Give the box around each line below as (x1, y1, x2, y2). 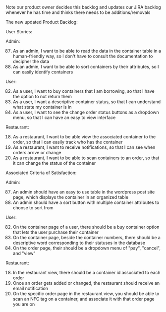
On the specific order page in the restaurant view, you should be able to (12, 291, 160, 297)
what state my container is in (12, 104, 72, 110)
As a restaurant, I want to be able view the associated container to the (12, 134, 156, 139)
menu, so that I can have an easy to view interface (12, 115, 116, 121)
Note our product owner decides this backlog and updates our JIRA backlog (5, 4, 162, 10)
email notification (12, 285, 49, 291)
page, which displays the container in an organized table (12, 194, 128, 200)
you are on (12, 301, 35, 307)
